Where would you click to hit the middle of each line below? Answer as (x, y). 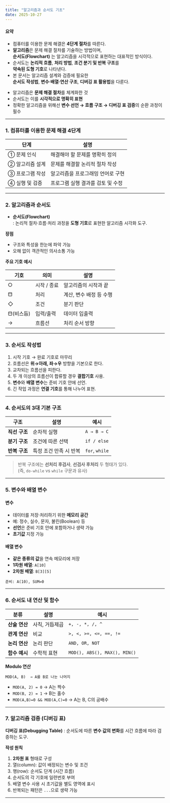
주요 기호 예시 (18, 262)
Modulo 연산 (18, 666)
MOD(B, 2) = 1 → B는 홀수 (39, 693)
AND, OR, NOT (84, 643)
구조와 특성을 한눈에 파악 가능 (41, 245)
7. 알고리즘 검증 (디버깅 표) (35, 719)
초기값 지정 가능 (28, 534)
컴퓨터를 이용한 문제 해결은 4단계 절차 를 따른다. (59, 44)
